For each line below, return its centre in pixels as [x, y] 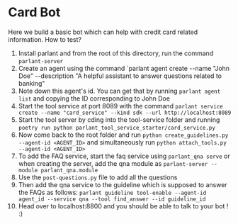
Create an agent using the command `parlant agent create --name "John [124, 68]
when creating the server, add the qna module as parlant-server [113, 163]
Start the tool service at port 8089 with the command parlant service [120, 106]
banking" [32, 83]
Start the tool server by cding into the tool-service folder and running [119, 119]
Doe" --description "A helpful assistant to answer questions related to [120, 76]
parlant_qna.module [69, 170]
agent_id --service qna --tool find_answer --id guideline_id [112, 199]
